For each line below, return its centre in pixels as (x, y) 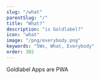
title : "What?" (26, 23)
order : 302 (20, 52)
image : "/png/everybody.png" (44, 40)
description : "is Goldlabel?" (45, 29)
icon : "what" (23, 35)
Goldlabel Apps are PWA (37, 69)
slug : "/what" (25, 12)
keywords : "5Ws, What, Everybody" (51, 47)
